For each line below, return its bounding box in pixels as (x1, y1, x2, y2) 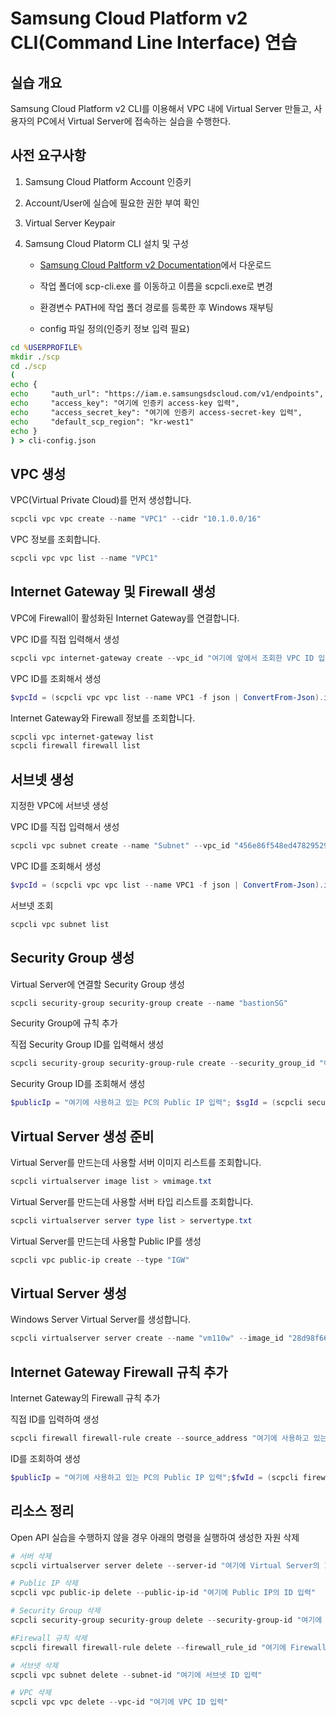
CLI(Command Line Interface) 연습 (10, 32, 298, 54)
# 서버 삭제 (10, 1551, 52, 1561)
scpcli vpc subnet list (10, 919, 110, 929)
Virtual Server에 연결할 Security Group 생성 (10, 978, 185, 990)
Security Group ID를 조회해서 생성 (10, 1078, 146, 1090)
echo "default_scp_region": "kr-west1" (10, 417, 195, 427)
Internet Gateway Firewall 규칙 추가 (10, 1363, 228, 1381)
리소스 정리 (10, 1503, 75, 1520)
